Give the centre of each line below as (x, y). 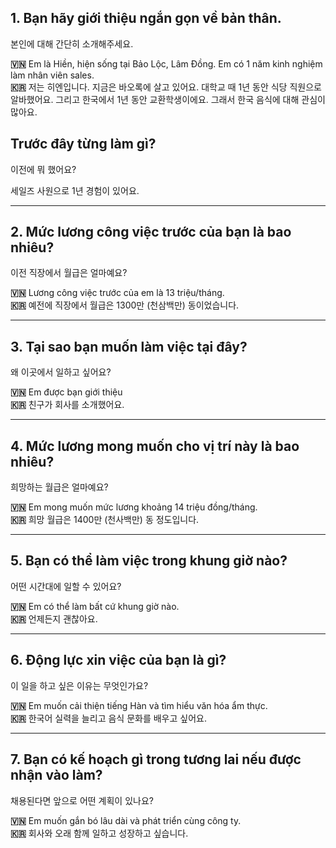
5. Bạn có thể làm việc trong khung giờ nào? (149, 561)
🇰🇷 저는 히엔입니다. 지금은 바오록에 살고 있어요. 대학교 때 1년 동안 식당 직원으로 (166, 87)
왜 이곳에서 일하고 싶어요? (61, 372)
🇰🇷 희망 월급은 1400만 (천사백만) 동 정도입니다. (105, 520)
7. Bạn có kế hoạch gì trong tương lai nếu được (156, 759)
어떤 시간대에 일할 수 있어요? (66, 586)
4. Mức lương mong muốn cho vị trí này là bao (155, 446)
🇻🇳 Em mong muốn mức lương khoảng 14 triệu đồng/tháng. (134, 507)
